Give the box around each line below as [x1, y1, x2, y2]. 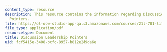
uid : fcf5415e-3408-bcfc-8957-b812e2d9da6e [5, 40, 97, 45]
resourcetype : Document [5, 30, 55, 35]
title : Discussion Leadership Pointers [5, 35, 88, 40]
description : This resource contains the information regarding [5, 12, 141, 17]
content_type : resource [5, 7, 55, 12]
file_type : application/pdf [5, 26, 64, 31]
